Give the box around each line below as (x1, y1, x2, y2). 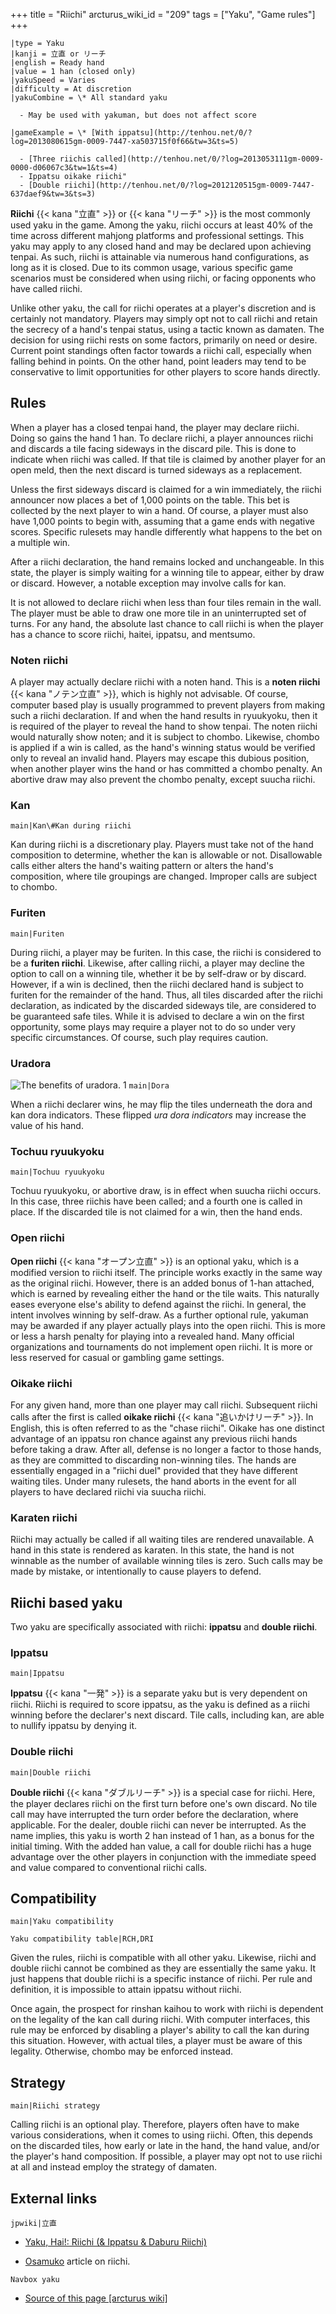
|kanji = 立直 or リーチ (10, 49, 107, 59)
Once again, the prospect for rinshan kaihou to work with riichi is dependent (10, 2003, 324, 2015)
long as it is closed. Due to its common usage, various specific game (10, 262, 293, 273)
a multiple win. (10, 536, 71, 548)
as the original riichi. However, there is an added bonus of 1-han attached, (10, 1277, 315, 1289)
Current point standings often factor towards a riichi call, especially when (10, 345, 312, 356)
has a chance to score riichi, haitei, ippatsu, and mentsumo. (10, 628, 256, 640)
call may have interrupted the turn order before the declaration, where (10, 1808, 299, 1820)
